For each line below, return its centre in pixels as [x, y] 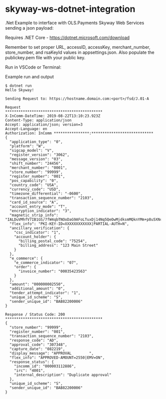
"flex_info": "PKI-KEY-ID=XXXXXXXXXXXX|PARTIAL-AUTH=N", [69, 224]
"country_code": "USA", [34, 185]
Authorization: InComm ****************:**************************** [79, 133]
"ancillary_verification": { [40, 228]
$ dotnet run [19, 86]
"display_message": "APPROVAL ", [52, 353]
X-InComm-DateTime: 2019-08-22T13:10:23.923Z [53, 116]
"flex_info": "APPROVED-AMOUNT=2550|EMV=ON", [57, 358]
